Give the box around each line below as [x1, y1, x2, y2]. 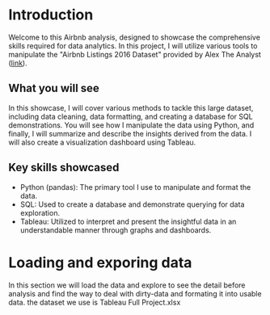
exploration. [19, 208, 61, 217]
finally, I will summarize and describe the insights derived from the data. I [8, 128, 252, 138]
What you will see [8, 82, 99, 95]
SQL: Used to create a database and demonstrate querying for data [19, 199, 245, 209]
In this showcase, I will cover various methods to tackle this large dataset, [8, 103, 254, 112]
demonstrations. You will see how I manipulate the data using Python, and [8, 120, 255, 130]
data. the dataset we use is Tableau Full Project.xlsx [8, 297, 181, 307]
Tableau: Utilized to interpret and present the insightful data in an [19, 216, 237, 226]
